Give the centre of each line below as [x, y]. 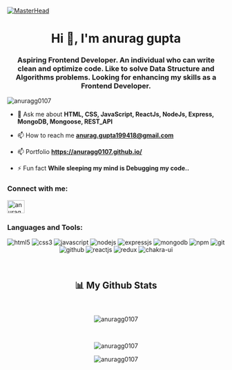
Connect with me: [38, 188]
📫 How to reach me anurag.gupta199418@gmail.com [95, 135]
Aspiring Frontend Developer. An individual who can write [116, 60]
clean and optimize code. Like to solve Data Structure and [116, 69]
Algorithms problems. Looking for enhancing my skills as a [116, 77]
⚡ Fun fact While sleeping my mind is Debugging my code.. [103, 168]
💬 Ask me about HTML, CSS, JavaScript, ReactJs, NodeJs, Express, [115, 115]
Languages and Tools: [45, 227]
